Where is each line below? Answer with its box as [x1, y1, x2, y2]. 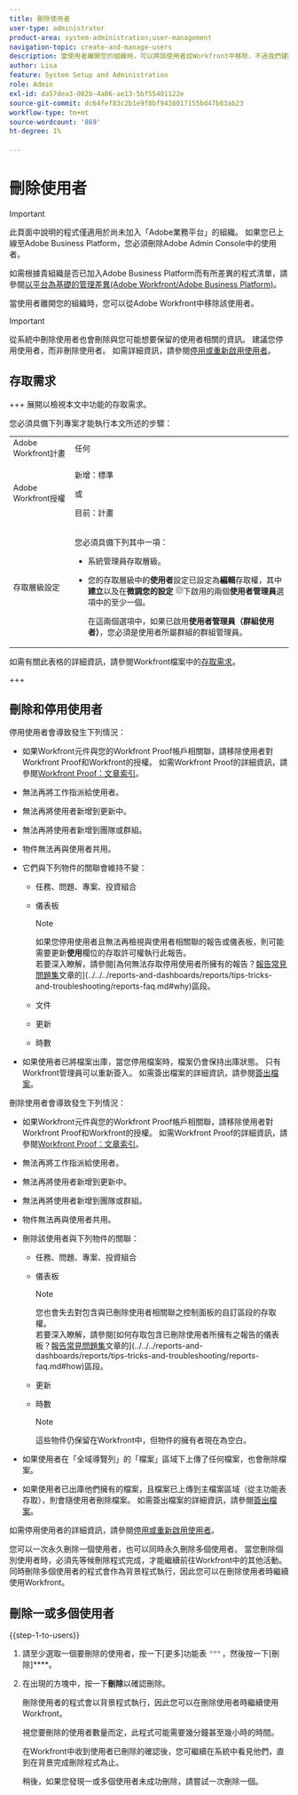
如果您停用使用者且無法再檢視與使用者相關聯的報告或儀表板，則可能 [35, 936, 285, 947]
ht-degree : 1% [9, 127, 62, 136]
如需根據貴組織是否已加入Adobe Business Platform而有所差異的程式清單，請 [9, 268, 288, 278]
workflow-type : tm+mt [9, 108, 90, 117]
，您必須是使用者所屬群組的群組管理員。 [98, 627, 247, 637]
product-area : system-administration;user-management [9, 33, 213, 42]
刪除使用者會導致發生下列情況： [9, 1098, 126, 1109]
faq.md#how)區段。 [35, 1361, 108, 1372]
